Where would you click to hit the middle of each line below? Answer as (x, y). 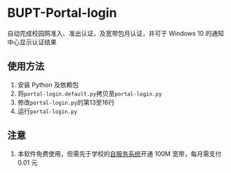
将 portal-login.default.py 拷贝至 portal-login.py (90, 94)
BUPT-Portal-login (62, 13)
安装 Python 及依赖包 (48, 84)
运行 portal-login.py (47, 111)
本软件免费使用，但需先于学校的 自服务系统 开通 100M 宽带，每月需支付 (119, 153)
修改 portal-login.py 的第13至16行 (66, 102)
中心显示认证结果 (32, 42)
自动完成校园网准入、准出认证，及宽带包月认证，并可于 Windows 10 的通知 (116, 33)
